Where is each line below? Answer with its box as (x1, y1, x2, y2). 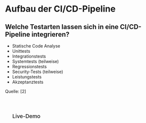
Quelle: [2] (5, 89, 26, 94)
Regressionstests (12, 64, 47, 69)
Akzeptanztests (12, 79, 44, 85)
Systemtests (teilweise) (12, 59, 59, 64)
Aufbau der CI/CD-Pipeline (5, 3, 116, 15)
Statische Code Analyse (12, 43, 60, 49)
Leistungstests (12, 74, 42, 79)
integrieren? (31, 30, 70, 38)
